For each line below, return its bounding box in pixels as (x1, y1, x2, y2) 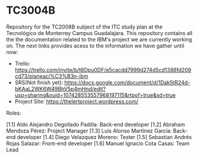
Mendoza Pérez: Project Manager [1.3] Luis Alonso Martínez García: (6, 127, 172, 134)
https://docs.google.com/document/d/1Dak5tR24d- (64, 78, 190, 86)
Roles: (6, 109, 22, 116)
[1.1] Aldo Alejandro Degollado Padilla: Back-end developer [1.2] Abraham (6, 121, 186, 128)
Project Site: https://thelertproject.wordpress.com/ (14, 97, 139, 105)
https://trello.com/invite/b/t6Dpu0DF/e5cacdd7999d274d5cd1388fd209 (14, 66, 191, 73)
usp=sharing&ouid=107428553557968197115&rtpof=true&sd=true (14, 91, 176, 99)
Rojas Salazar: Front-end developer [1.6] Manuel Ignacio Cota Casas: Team (6, 140, 190, 147)
